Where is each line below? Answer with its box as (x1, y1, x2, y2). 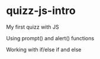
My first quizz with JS (6, 23, 59, 30)
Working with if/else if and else (6, 46, 82, 53)
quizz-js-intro (6, 4, 76, 18)
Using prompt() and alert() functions (6, 34, 95, 41)
